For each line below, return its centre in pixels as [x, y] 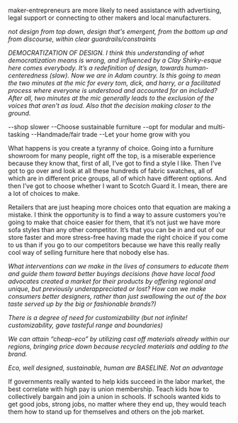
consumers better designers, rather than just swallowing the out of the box [117, 296]
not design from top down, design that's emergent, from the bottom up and [118, 32]
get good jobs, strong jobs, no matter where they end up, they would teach [117, 404]
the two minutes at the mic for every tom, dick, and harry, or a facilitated [114, 83]
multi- [217, 127]
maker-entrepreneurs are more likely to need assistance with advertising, [115, 10]
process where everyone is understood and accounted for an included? [113, 90]
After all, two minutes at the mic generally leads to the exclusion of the [111, 98]
